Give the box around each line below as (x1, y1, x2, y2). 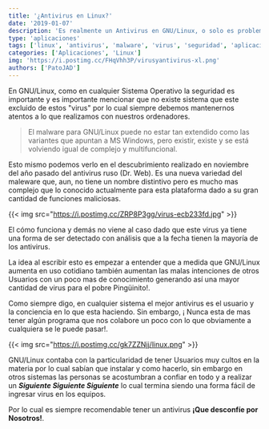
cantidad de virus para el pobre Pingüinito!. (8, 282, 151, 293)
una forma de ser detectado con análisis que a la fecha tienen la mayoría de (8, 233, 259, 243)
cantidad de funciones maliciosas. (8, 193, 122, 203)
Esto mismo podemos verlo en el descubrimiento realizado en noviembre (8, 160, 250, 169)
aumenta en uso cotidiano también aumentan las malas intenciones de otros (8, 265, 259, 275)
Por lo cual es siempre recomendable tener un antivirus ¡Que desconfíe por (8, 404, 259, 414)
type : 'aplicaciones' (8, 34, 81, 42)
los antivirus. (8, 241, 50, 251)
